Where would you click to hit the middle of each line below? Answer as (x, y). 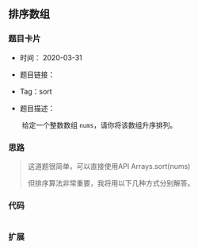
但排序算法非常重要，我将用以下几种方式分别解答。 (111, 183)
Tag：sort (36, 91)
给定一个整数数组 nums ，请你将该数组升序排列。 (99, 125)
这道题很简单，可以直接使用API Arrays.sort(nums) (109, 166)
